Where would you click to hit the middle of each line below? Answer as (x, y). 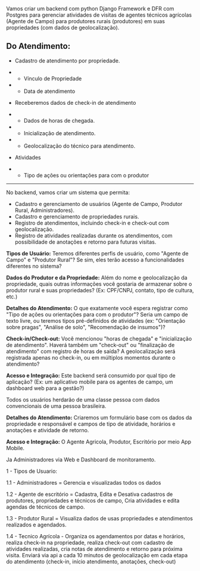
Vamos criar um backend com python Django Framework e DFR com (90, 9)
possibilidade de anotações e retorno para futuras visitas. (85, 242)
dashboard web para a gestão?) (45, 388)
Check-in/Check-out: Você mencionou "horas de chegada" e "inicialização (99, 338)
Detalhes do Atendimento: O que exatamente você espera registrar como (97, 308)
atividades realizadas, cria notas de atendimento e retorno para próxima (94, 549)
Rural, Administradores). (44, 210)
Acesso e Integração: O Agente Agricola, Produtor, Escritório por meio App (99, 441)
